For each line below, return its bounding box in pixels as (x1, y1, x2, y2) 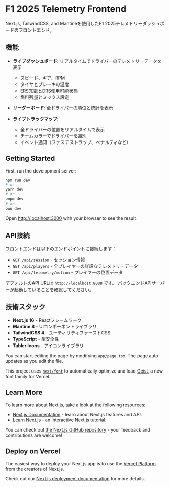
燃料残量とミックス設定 (20, 94, 70, 100)
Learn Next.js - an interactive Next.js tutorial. (12, 417, 107, 423)
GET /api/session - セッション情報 (12, 256, 85, 263)
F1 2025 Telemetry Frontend (5, 3, 127, 15)
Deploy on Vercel (5, 447, 61, 455)
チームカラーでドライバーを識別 (20, 133, 87, 139)
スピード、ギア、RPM (20, 75, 65, 81)
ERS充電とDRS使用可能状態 (20, 88, 78, 94)
